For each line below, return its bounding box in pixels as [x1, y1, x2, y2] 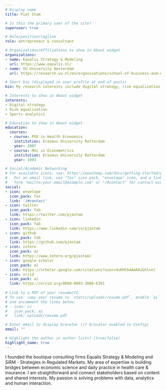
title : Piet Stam [5, 12, 41, 17]
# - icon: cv [5, 304, 32, 309]
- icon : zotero [5, 244, 37, 250]
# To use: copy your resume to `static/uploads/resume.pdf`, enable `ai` [5, 295, 161, 300]
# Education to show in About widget [5, 121, 83, 126]
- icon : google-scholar [5, 258, 54, 263]
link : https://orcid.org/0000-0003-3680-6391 [9, 281, 105, 286]
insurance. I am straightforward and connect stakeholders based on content [5, 369, 160, 376]
